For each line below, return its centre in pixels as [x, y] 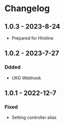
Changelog [27, 9]
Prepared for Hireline [32, 38]
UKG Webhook [26, 78]
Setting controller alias [34, 118]
